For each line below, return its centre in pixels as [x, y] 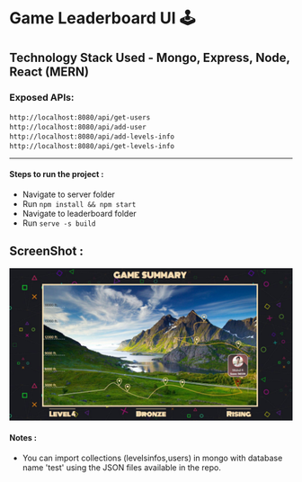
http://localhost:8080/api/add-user [78, 127]
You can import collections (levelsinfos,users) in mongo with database [152, 458]
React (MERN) [49, 71]
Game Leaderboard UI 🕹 [102, 18]
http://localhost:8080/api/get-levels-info [92, 146]
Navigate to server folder [68, 194]
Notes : [23, 438]
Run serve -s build [59, 223]
